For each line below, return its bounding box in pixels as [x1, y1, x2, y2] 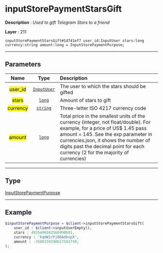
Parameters [5, 60, 41, 68]
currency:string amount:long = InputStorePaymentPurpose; [5, 42, 125, 47]
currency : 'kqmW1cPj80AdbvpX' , [14, 235, 79, 239]
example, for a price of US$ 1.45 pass [60, 125, 147, 132]
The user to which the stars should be [60, 83, 147, 89]
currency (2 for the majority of [60, 149, 129, 156]
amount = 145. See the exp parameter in [60, 131, 153, 137]
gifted [60, 89, 74, 96]
